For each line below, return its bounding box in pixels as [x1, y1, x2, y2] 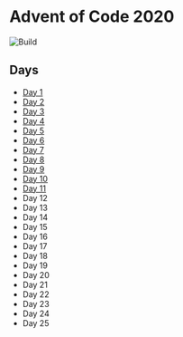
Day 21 [22, 279, 48, 290]
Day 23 [22, 298, 50, 309]
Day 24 [22, 308, 50, 319]
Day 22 [22, 288, 50, 300]
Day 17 [22, 240, 48, 251]
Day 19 [22, 260, 48, 271]
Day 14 [22, 211, 49, 223]
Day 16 [22, 231, 48, 242]
